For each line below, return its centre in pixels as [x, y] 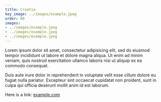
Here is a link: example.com [33, 94]
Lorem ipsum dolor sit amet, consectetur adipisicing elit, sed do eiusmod [77, 50]
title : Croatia [20, 9]
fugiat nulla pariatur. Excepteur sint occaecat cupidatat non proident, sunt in [81, 80]
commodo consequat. [27, 65]
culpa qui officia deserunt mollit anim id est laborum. [57, 85]
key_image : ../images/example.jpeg [41, 14]
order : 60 [15, 18]
